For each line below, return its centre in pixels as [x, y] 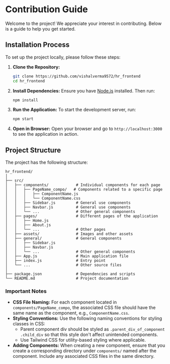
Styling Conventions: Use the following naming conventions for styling [87, 318]
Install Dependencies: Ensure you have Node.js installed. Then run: [84, 90]
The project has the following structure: [47, 162]
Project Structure [33, 150]
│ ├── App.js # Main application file [67, 256]
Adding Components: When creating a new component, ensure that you [89, 345]
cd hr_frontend [29, 81]
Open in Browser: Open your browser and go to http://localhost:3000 [87, 129]
